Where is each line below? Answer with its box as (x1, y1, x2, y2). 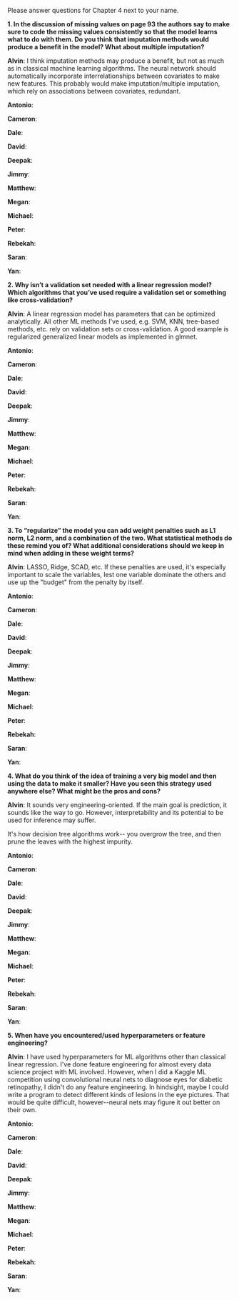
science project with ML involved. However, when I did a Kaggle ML (7, 1068, 207, 1076)
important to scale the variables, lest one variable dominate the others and (7, 571, 226, 579)
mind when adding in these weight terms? (7, 549, 134, 557)
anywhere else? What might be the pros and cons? (7, 787, 161, 795)
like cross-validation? (7, 296, 73, 304)
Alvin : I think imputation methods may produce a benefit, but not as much (7, 56, 225, 65)
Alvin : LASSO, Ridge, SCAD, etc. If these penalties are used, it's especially (7, 563, 226, 571)
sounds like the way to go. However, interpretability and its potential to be (7, 809, 223, 816)
